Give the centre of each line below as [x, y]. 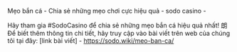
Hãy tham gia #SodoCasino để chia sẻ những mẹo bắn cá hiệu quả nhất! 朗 [117, 25]
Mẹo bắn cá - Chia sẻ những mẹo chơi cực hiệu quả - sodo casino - [107, 11]
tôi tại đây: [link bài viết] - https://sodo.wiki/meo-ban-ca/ [91, 41]
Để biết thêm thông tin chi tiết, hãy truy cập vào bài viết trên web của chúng [119, 33]
